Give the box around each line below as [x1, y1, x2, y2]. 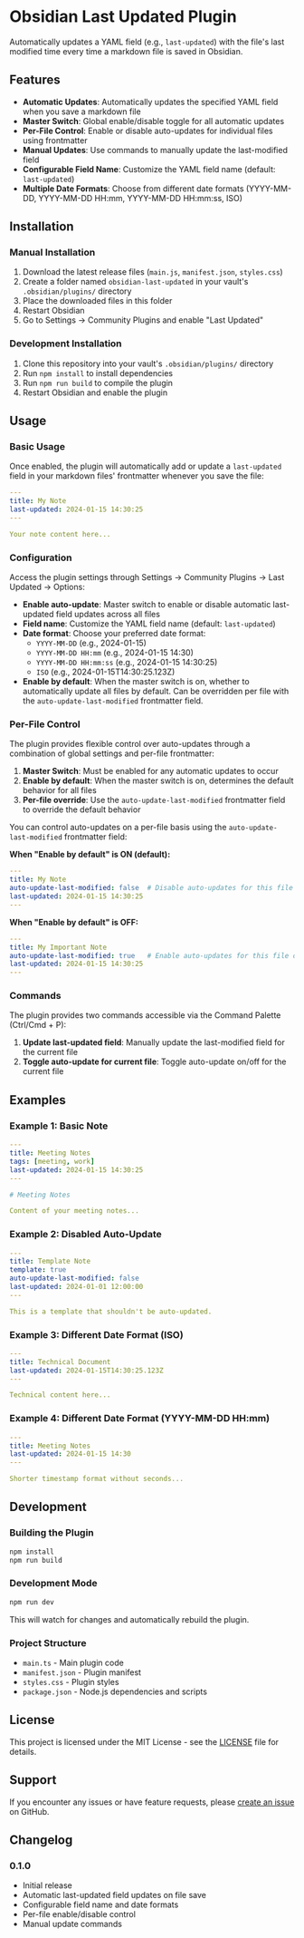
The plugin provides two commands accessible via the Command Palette [9, 1010, 281, 1021]
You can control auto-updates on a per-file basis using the [9, 822, 227, 833]
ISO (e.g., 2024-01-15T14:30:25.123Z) [35, 666, 176, 677]
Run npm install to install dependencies [22, 367, 174, 378]
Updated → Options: [9, 582, 86, 593]
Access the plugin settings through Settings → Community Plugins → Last [9, 572, 285, 583]
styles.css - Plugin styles [22, 1676, 119, 1687]
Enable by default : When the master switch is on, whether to [22, 676, 251, 687]
